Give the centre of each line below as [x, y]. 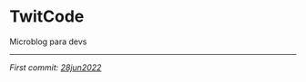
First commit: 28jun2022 [56, 67]
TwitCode [47, 17]
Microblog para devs [48, 41]
